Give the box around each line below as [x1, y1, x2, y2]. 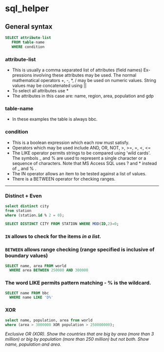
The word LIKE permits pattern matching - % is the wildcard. [5, 279, 151, 286]
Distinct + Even [5, 192, 42, 199]
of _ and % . [12, 166, 37, 171]
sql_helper [5, 3, 49, 14]
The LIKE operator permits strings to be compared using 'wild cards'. [12, 150, 151, 156]
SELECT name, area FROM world [5, 263, 67, 269]
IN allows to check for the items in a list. [5, 233, 102, 240]
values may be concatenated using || [12, 83, 87, 88]
